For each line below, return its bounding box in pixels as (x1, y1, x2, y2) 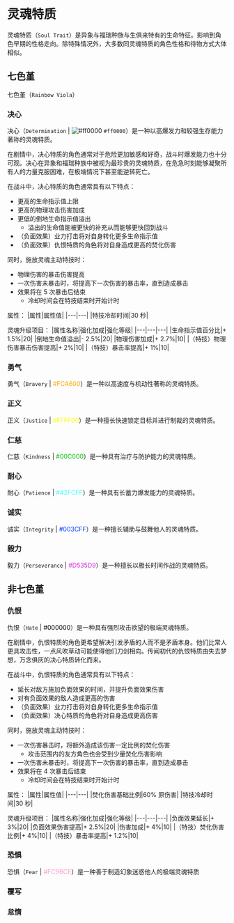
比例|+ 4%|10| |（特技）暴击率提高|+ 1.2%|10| (7, 831, 139, 839)
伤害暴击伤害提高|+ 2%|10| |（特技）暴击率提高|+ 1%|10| (7, 343, 169, 352)
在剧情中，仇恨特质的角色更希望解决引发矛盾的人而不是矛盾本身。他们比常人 (7, 638, 227, 646)
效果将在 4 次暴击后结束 (17, 767, 86, 775)
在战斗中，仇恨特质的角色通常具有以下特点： (7, 670, 136, 678)
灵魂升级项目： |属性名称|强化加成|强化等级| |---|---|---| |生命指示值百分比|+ (7, 326, 227, 334)
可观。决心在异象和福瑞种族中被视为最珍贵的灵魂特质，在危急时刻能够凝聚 (7, 159, 221, 167)
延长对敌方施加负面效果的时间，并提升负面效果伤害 (17, 685, 164, 693)
